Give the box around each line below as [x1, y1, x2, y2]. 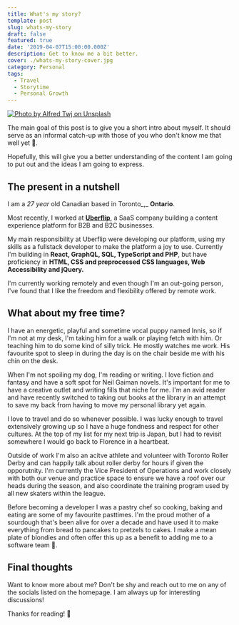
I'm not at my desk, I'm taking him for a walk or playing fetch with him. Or [7, 333, 223, 342]
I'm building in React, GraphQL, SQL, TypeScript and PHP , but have [7, 250, 208, 258]
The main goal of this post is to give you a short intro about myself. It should [7, 123, 230, 132]
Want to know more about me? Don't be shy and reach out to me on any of [7, 580, 227, 589]
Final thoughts [7, 562, 73, 574]
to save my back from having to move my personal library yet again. [7, 400, 207, 409]
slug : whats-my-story [7, 24, 72, 31]
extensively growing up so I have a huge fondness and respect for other [7, 422, 219, 430]
